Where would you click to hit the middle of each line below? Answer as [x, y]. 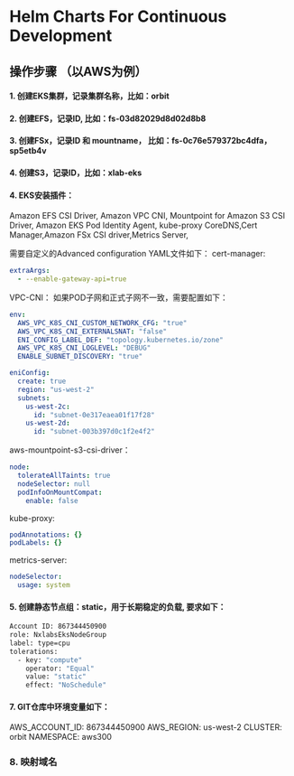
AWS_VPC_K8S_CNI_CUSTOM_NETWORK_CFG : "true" [102, 323]
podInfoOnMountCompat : [60, 492]
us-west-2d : [48, 423]
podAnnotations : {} [46, 535]
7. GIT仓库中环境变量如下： [60, 706]
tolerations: [34, 651]
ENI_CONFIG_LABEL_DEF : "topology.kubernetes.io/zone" [120, 340]
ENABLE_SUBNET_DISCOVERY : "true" [80, 357]
